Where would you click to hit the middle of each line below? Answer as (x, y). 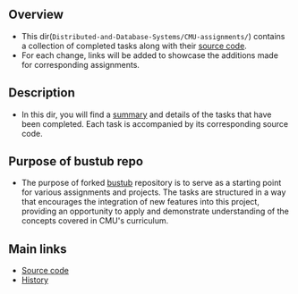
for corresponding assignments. (81, 64)
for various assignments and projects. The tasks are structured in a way (153, 192)
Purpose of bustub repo (76, 161)
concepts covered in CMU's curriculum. (95, 221)
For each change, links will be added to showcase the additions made (150, 55)
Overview (36, 15)
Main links (38, 249)
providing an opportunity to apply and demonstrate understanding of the (155, 211)
